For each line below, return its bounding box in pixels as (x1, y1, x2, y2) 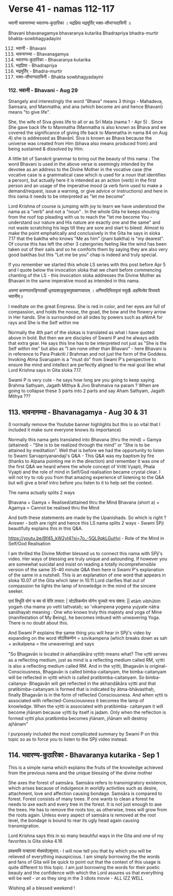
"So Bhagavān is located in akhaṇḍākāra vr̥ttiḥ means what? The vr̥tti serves (8, 651, 167, 657)
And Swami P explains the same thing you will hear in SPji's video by (8, 630, 151, 636)
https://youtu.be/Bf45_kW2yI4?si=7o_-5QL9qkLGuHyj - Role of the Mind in (8, 535, 164, 541)
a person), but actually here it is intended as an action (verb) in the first (8, 177, 156, 183)
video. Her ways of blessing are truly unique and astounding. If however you (8, 556, 167, 562)
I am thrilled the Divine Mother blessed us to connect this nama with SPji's (8, 550, 163, 557)
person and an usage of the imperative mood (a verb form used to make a (8, 183, 162, 189)
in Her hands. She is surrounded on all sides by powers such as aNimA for (8, 314, 163, 320)
